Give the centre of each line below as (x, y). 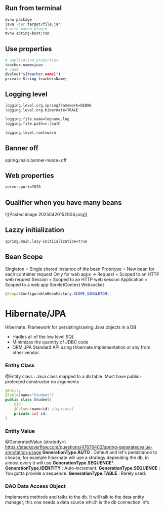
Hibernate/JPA (36, 313)
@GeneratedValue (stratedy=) (36, 442)
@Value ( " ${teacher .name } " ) (33, 74)
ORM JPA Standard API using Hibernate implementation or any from (81, 347)
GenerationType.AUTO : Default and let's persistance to (100, 453)
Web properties (30, 175)
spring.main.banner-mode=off (36, 160)
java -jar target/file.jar (33, 24)
